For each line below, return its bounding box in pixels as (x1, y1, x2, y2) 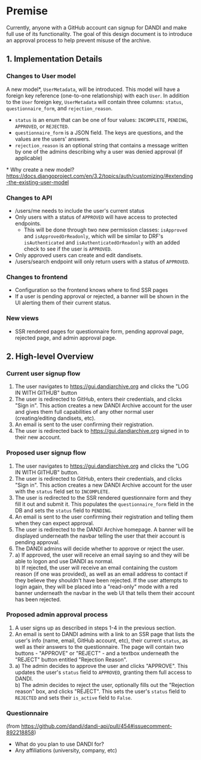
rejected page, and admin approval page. (14, 334, 117, 341)
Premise (6, 4, 48, 18)
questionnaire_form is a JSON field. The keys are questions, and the (14, 129, 184, 136)
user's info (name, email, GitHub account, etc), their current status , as (14, 637, 188, 644)
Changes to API (6, 193, 53, 202)
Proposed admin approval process (6, 611, 108, 619)
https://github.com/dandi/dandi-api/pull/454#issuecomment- (20, 722, 172, 730)
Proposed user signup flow (6, 448, 87, 457)
